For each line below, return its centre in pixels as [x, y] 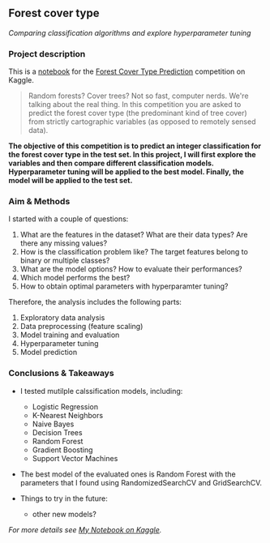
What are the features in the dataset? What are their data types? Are [134, 235]
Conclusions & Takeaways [62, 374]
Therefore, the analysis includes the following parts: [95, 302]
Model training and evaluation [70, 335]
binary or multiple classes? [65, 261]
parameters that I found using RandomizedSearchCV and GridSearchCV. [141, 482]
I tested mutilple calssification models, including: [101, 391]
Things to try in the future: [64, 498]
